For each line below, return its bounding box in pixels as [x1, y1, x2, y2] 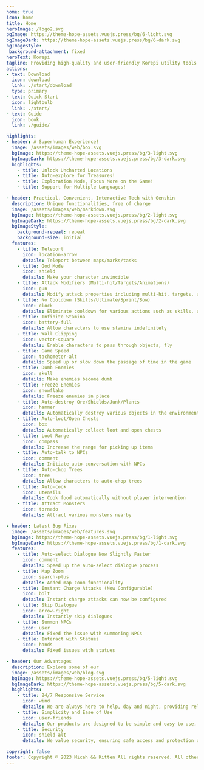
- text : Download [6, 71, 50, 77]
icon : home [6, 15, 34, 21]
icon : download [12, 77, 50, 83]
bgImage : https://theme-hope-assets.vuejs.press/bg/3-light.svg [12, 150, 178, 156]
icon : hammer [22, 404, 56, 411]
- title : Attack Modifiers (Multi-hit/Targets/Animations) [17, 280, 170, 286]
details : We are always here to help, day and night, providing [22, 704, 189, 710]
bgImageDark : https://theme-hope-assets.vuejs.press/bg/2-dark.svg [12, 217, 186, 224]
